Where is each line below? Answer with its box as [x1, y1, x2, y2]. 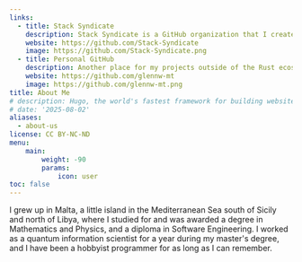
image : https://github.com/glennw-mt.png [25, 80, 182, 89]
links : [9, 13, 34, 22]
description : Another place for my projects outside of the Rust [25, 64, 276, 73]
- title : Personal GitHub [17, 55, 115, 64]
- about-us [17, 122, 58, 131]
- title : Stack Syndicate [17, 22, 115, 31]
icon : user [57, 171, 99, 180]
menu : [9, 138, 30, 147]
